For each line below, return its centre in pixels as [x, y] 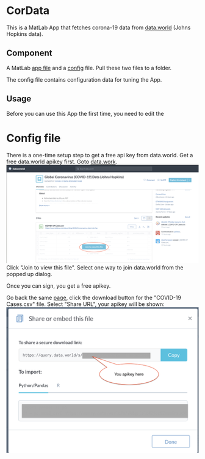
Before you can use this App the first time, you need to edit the [85, 113]
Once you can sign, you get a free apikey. [59, 286]
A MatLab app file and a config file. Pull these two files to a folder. [89, 68]
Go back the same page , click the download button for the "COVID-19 [94, 298]
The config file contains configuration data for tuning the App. [84, 79]
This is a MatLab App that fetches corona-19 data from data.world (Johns [99, 27]
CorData [28, 11]
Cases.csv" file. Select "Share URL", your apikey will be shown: [85, 304]
